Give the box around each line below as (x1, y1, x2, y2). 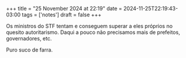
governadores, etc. (6, 35, 52, 42)
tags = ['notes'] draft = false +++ (22, 11, 102, 18)
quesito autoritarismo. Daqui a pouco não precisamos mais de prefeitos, (6, 29, 180, 36)
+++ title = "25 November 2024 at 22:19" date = (6, 5, 123, 12)
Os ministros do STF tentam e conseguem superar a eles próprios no (6, 23, 173, 29)
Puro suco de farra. (6, 46, 53, 53)
